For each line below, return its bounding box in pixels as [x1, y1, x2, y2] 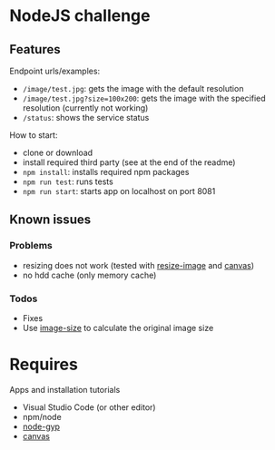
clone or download [22, 147, 93, 158]
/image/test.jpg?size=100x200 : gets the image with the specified [22, 93, 266, 103]
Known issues [9, 212, 92, 228]
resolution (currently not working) [22, 103, 149, 113]
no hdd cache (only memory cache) [22, 269, 157, 280]
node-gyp [22, 421, 61, 432]
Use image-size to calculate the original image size [22, 322, 214, 333]
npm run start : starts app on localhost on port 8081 [22, 186, 216, 196]
